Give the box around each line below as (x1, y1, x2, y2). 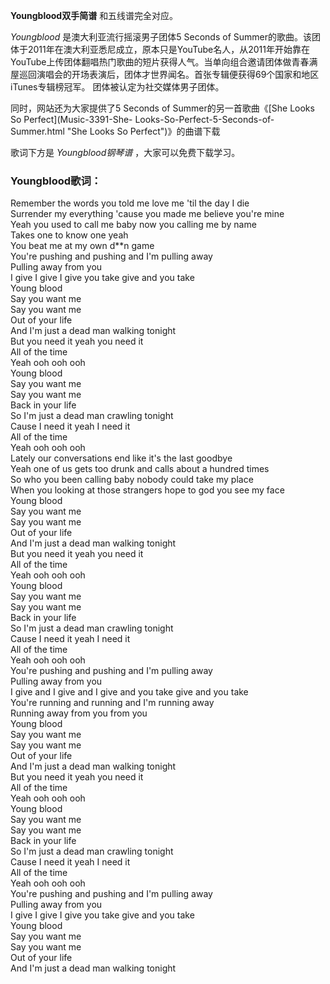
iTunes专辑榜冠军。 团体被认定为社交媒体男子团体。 (10, 81, 225, 93)
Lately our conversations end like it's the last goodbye (10, 452, 233, 464)
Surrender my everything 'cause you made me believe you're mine (10, 208, 285, 220)
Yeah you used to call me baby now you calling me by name (10, 219, 257, 231)
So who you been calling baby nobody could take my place (10, 474, 254, 486)
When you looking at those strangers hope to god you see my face (10, 484, 285, 496)
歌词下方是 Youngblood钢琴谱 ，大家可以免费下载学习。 (10, 147, 241, 158)
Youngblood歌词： (10, 174, 102, 188)
